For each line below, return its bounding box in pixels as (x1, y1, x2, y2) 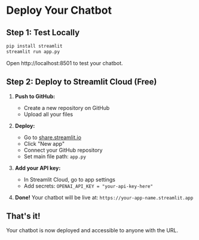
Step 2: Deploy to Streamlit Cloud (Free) (6, 77, 157, 87)
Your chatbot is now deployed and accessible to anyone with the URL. (6, 227, 179, 234)
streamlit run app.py (6, 48, 60, 54)
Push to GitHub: (14, 93, 56, 100)
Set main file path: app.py (23, 153, 87, 160)
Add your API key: (14, 164, 61, 171)
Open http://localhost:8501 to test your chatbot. (6, 59, 124, 66)
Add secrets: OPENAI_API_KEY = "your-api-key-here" (23, 182, 154, 189)
